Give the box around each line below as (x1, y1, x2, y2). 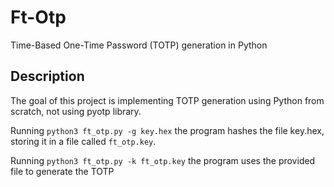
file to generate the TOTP (10, 165, 115, 177)
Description (10, 68, 85, 85)
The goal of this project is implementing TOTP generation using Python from (10, 94, 325, 106)
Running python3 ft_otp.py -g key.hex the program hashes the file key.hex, (10, 124, 325, 136)
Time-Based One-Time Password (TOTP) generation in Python (10, 39, 268, 51)
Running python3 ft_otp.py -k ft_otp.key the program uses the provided (10, 154, 316, 166)
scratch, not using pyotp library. (10, 105, 142, 117)
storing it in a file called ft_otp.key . (10, 135, 157, 147)
